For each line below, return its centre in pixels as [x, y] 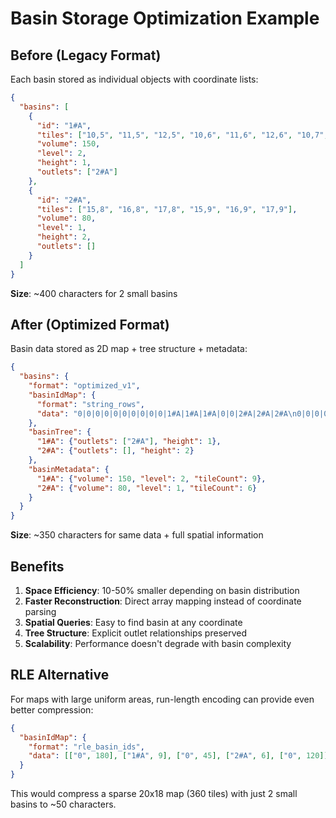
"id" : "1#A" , [64, 125]
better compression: [52, 709]
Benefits [37, 566]
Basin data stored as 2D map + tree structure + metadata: [129, 349]
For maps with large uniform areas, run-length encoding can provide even [162, 699]
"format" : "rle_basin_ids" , [86, 747]
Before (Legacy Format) [86, 55]
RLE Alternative [60, 675]
